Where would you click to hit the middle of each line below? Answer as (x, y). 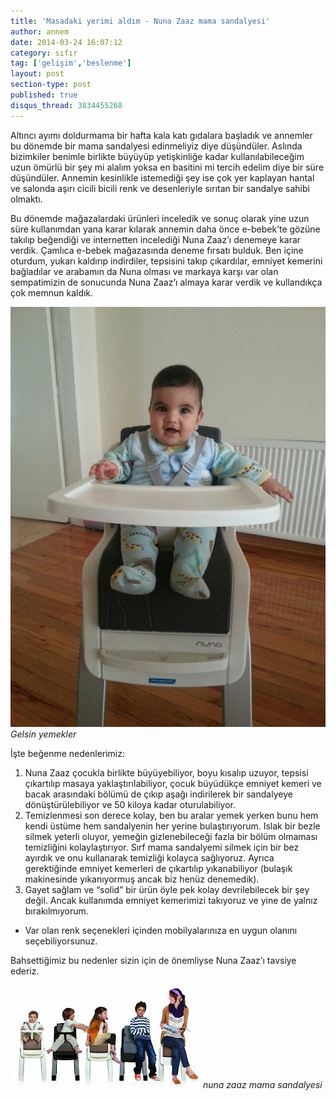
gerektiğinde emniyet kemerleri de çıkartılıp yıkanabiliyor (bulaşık (158, 868)
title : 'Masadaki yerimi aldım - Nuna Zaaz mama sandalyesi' (140, 21)
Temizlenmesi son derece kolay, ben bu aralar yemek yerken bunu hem (171, 815)
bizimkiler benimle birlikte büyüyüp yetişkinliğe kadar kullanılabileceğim (157, 156)
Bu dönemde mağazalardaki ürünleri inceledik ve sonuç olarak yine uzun (160, 218)
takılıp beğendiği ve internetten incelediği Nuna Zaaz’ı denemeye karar (156, 239)
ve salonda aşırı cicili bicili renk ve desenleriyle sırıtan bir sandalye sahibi (160, 188)
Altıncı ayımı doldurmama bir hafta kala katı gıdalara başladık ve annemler (161, 135)
